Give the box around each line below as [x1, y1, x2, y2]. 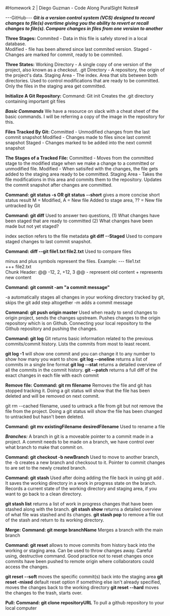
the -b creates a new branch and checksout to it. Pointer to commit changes [5, 459, 165, 465]
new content [5, 275, 32, 280]
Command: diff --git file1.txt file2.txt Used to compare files [5, 248, 131, 254]
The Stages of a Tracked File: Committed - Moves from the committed [5, 155, 154, 161]
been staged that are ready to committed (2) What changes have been [5, 218, 153, 224]
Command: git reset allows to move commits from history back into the [5, 542, 155, 548]
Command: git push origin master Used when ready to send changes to [5, 309, 158, 315]
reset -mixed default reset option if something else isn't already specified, [5, 579, 161, 585]
